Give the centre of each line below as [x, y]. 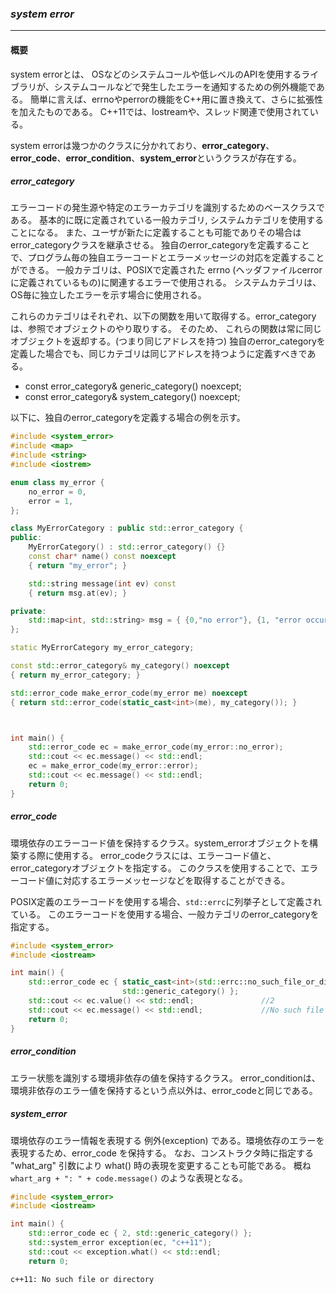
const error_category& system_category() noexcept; [132, 397]
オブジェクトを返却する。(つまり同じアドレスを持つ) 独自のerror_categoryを [168, 341]
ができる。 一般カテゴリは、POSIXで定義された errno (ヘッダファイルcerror [166, 270]
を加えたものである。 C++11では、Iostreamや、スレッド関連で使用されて [160, 111]
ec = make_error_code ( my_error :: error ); [113, 766]
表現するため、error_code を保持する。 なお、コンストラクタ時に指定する [162, 1153]
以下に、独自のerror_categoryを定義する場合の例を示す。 [128, 418]
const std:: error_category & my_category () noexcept [120, 666]
